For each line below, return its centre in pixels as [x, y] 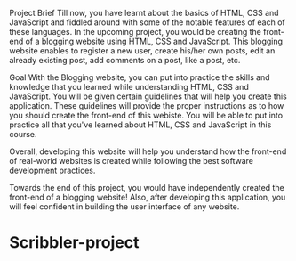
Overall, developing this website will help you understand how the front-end [148, 151]
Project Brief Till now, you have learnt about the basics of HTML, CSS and [144, 13]
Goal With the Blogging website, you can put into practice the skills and [140, 77]
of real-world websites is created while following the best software [131, 161]
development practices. [52, 170]
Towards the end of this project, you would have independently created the [147, 188]
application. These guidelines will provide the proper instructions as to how [147, 106]
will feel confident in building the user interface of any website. [124, 207]
